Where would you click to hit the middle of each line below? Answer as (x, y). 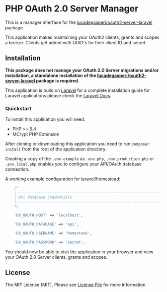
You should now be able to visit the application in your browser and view (79, 252)
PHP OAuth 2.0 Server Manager (72, 9)
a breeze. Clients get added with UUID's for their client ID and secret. (76, 42)
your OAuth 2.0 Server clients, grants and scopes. (56, 257)
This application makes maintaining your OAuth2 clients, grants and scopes (82, 37)
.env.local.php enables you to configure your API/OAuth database (74, 164)
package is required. (58, 80)
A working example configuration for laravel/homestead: (63, 179)
